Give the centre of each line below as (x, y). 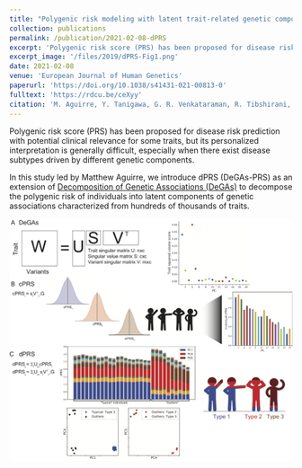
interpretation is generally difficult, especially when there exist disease (140, 150)
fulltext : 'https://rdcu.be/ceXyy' (76, 94)
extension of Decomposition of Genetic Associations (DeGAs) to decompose (151, 186)
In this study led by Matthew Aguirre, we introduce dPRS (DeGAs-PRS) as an (151, 177)
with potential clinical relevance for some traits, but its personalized (134, 140)
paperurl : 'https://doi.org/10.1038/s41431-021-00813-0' (118, 85)
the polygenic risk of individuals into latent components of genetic (132, 196)
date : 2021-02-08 (42, 66)
